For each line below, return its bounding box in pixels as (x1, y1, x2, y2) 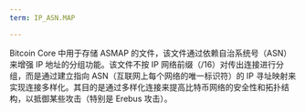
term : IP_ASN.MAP (9, 13, 76, 23)
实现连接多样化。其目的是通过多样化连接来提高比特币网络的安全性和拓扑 (9, 81, 281, 92)
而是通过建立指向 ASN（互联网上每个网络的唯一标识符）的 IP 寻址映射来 (25, 70, 297, 81)
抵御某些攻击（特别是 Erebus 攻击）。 (33, 93, 173, 104)
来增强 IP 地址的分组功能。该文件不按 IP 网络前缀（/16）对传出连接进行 (9, 58, 277, 69)
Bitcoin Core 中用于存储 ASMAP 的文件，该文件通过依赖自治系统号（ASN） (9, 47, 292, 58)
